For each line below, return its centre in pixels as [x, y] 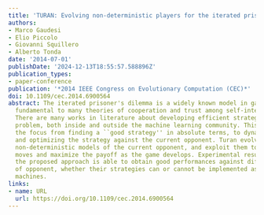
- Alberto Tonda [35, 52]
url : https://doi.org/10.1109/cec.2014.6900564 [95, 198]
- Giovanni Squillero [44, 45]
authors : [22, 23]
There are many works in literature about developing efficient [123, 118]
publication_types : [40, 74]
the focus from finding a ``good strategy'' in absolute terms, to [128, 132]
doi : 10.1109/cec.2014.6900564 [59, 96]
